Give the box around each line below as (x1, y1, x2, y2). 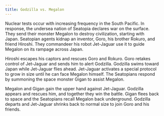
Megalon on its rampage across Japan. (5, 46, 84, 52)
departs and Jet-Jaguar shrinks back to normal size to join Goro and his (5, 101, 150, 107)
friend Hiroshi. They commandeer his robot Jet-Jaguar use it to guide (5, 41, 145, 47)
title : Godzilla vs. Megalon (5, 7, 64, 12)
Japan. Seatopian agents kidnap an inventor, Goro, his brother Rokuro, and (5, 36, 155, 42)
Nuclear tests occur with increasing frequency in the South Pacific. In (5, 20, 145, 26)
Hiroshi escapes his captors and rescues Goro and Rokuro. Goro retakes (5, 55, 151, 61)
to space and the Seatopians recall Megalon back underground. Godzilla (5, 96, 150, 102)
